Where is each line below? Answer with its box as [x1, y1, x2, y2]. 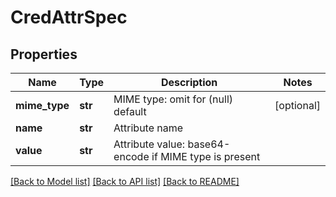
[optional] [274, 99, 321, 112]
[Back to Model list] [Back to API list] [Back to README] [10, 176, 240, 187]
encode [113, 150, 150, 163]
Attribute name [113, 121, 184, 135]
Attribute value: [113, 137, 186, 151]
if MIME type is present [151, 150, 261, 163]
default [113, 105, 147, 118]
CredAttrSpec [10, 6, 128, 29]
